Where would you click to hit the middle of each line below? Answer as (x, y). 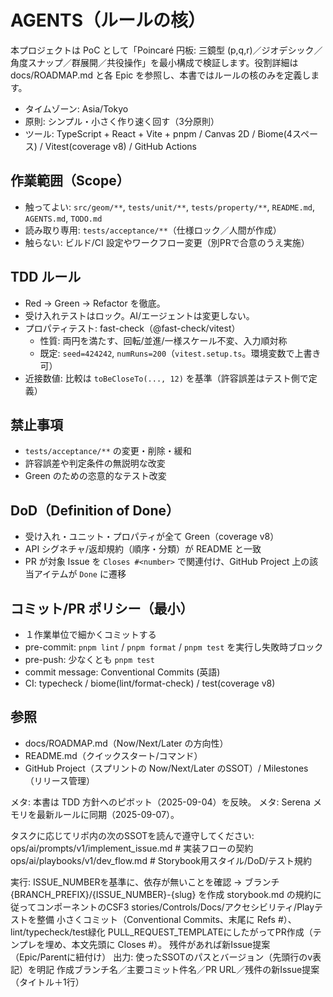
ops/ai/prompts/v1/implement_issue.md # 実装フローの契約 (132, 848)
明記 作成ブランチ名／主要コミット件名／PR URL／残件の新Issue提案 (178, 969)
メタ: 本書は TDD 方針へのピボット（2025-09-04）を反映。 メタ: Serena (160, 802)
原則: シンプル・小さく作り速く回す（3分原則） (122, 121)
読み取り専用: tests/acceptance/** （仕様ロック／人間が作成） (153, 230)
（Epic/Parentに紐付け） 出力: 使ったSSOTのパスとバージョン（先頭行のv (161, 957)
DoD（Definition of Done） (95, 510)
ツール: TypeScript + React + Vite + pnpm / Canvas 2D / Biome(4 (158, 133)
